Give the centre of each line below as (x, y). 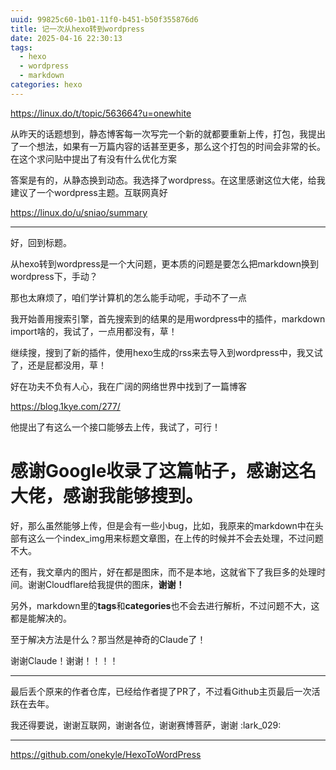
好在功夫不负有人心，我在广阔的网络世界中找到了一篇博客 (128, 386)
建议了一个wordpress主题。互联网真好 (89, 192)
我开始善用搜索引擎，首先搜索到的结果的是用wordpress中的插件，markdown (168, 318)
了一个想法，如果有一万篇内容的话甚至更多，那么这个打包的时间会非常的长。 (168, 146)
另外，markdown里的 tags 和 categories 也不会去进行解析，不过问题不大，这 (165, 605)
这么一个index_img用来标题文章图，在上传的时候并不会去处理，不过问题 (175, 538)
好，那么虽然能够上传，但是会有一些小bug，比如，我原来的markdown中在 (162, 525)
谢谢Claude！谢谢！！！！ (64, 660)
